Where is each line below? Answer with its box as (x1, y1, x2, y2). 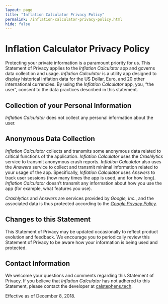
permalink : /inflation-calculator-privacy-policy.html (5, 17, 123, 22)
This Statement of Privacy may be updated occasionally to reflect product (5, 228, 158, 234)
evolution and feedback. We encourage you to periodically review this (5, 234, 150, 240)
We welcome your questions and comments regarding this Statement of (5, 273, 154, 279)
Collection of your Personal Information (5, 101, 132, 110)
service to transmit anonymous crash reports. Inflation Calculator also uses (5, 158, 162, 164)
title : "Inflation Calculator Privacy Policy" (5, 12, 105, 17)
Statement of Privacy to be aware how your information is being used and (5, 239, 158, 245)
